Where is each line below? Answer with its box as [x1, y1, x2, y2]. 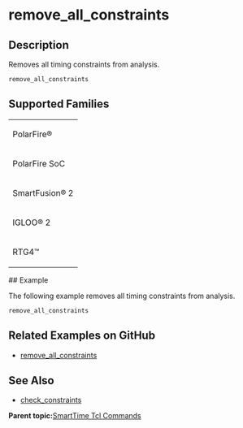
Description [8, 38, 69, 52]
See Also [8, 374, 54, 387]
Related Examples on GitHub [8, 329, 156, 343]
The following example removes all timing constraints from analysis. [8, 291, 236, 300]
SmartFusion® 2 [12, 187, 74, 198]
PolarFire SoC [12, 158, 66, 169]
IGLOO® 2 [12, 217, 51, 228]
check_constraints [20, 396, 82, 405]
